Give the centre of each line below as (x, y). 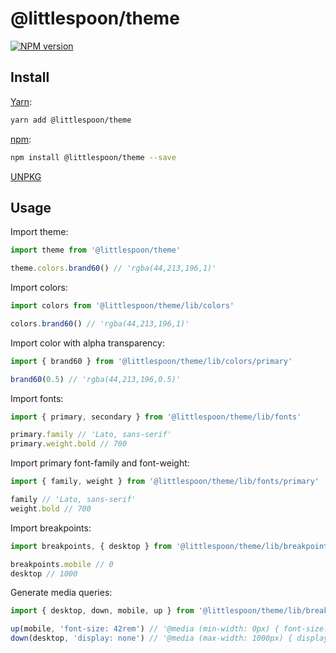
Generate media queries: (61, 593)
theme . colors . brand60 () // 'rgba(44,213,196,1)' (113, 268)
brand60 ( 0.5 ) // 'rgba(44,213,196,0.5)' (96, 379)
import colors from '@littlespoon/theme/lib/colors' (122, 306)
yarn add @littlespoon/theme (71, 120)
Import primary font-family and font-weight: (100, 463)
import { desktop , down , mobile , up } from (102, 611)
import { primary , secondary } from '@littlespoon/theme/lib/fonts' (156, 417)
